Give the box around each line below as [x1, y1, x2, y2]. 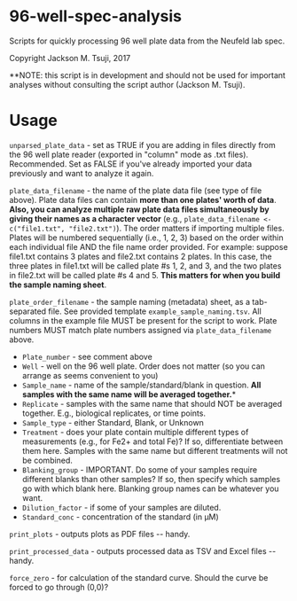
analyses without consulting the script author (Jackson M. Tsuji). [9, 79, 246, 90]
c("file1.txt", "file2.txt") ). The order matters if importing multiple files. [9, 222, 285, 233]
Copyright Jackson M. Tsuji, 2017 [9, 52, 131, 63]
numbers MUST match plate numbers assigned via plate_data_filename [9, 324, 272, 335]
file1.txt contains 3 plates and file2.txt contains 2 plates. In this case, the [9, 251, 272, 261]
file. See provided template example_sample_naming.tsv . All [48, 306, 262, 316]
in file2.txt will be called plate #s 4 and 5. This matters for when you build [9, 269, 281, 280]
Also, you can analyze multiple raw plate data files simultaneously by [9, 204, 270, 215]
